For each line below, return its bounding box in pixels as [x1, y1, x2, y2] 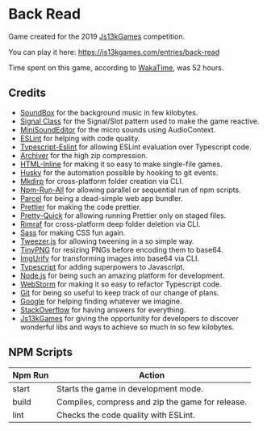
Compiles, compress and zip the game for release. [56, 396, 248, 408]
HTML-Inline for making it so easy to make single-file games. [19, 159, 223, 169]
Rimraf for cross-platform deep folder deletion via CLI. [19, 219, 201, 228]
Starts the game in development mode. [56, 383, 204, 394]
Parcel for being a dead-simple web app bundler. [19, 193, 183, 203]
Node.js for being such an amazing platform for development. [19, 270, 225, 280]
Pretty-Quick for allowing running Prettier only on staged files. [19, 211, 227, 220]
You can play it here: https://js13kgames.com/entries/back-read [8, 47, 220, 56]
